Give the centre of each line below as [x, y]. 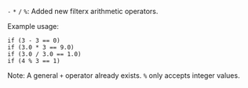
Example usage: [33, 26]
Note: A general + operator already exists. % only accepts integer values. [124, 76]
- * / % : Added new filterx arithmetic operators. [83, 11]
